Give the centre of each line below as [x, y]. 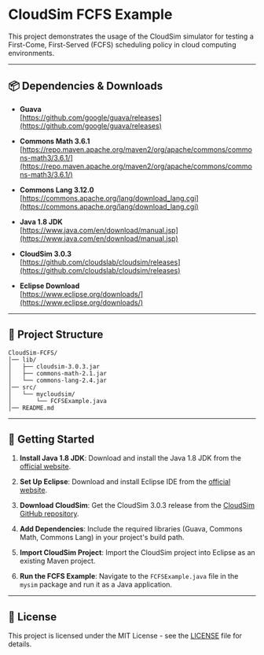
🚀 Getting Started [51, 439]
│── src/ [22, 387]
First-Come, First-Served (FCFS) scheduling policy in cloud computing [122, 44]
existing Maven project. [57, 561]
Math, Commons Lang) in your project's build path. [102, 538]
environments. [31, 53]
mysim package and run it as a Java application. [96, 585]
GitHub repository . [49, 514]
